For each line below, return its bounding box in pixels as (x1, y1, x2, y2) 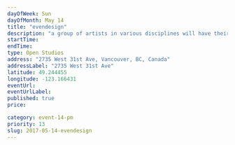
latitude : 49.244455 (7, 69, 68, 76)
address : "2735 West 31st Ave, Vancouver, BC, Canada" (7, 56, 171, 63)
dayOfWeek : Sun (7, 10, 52, 18)
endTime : (7, 43, 33, 50)
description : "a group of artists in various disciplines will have (7, 29, 211, 37)
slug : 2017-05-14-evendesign (7, 127, 92, 134)
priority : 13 (7, 120, 45, 127)
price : (7, 102, 27, 109)
